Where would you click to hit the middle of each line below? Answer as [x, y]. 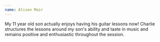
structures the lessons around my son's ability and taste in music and [76, 29]
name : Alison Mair [24, 10]
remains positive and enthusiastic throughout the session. [64, 34]
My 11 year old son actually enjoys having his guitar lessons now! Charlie [80, 24]
